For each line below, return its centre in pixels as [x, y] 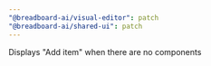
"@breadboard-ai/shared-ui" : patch [76, 26]
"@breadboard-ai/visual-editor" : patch [84, 18]
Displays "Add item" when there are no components [105, 52]
